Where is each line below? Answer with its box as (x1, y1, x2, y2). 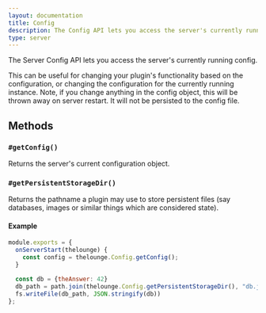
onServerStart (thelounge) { (15, 246, 108, 254)
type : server (8, 33, 51, 42)
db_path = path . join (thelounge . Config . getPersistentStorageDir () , (15, 282, 239, 290)
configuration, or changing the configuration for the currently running (8, 79, 235, 89)
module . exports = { (8, 239, 73, 246)
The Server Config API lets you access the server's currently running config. (8, 55, 258, 65)
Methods (8, 119, 54, 132)
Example (8, 221, 38, 231)
